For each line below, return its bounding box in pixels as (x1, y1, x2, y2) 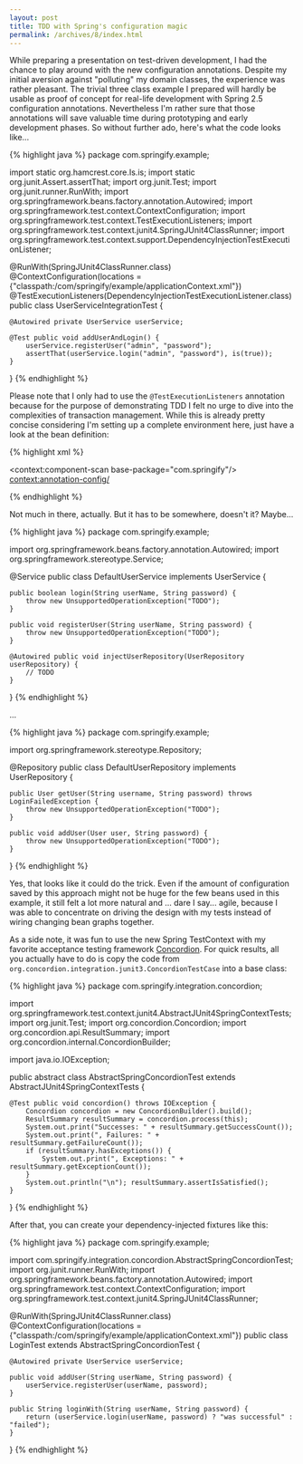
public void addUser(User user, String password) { (9, 829, 208, 838)
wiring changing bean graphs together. (9, 917, 155, 928)
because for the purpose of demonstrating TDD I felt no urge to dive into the (9, 400, 294, 411)
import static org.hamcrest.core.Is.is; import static (9, 167, 196, 178)
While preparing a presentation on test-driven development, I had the (9, 55, 268, 66)
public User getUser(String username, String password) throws (9, 789, 253, 798)
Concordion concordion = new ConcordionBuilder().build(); (25, 1107, 253, 1116)
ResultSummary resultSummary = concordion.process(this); (25, 1115, 249, 1124)
